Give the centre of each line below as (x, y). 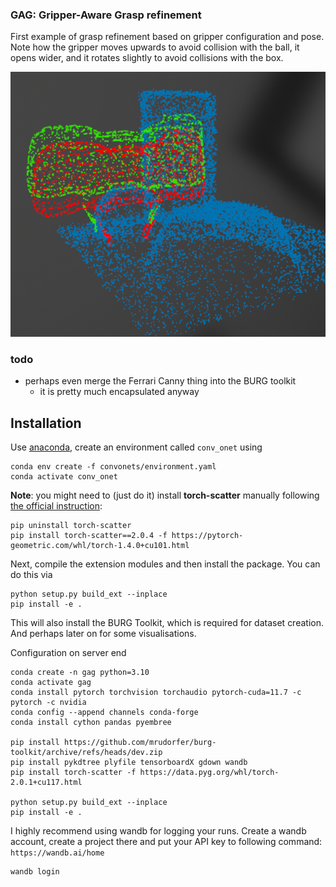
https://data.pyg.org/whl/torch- (209, 772)
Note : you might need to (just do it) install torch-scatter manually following (165, 495)
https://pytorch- (207, 535)
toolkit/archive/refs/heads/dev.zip (86, 752)
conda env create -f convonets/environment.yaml (113, 466)
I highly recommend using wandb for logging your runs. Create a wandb (158, 830)
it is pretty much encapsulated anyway (119, 392)
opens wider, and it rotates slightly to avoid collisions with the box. (147, 58)
